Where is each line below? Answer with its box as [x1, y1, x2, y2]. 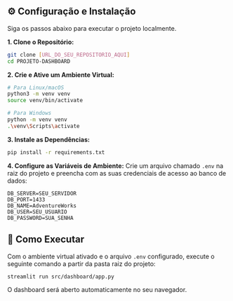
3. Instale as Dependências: [7, 135, 90, 143]
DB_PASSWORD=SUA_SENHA [7, 214, 74, 221]
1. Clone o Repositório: [7, 38, 74, 46]
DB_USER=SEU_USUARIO [7, 208, 68, 216]
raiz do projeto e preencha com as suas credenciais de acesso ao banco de [7, 169, 227, 177]
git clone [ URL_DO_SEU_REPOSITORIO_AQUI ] [7, 51, 131, 58]
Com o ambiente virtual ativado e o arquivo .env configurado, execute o [7, 252, 215, 260]
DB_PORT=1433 [7, 196, 46, 203]
